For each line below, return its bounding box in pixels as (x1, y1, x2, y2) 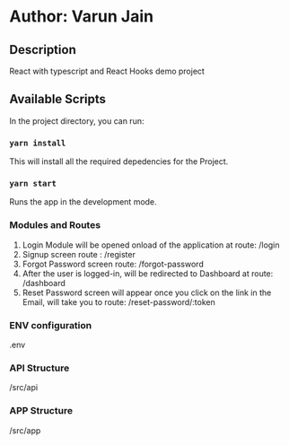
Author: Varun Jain (9, 6, 154, 27)
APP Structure (9, 405, 74, 417)
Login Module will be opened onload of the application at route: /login (22, 240, 280, 250)
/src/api (9, 382, 39, 393)
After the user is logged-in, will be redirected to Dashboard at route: (22, 267, 274, 279)
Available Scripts (9, 92, 106, 107)
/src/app (9, 424, 41, 436)
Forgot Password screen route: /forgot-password (22, 258, 204, 269)
